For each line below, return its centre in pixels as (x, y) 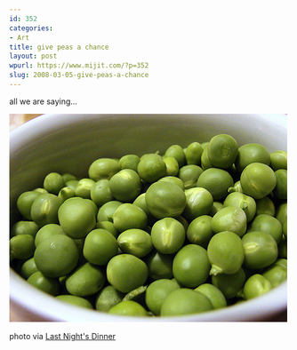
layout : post (33, 56)
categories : (31, 28)
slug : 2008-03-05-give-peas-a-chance (79, 76)
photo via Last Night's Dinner (63, 336)
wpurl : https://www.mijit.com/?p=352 (79, 66)
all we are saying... (44, 101)
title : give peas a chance (59, 47)
